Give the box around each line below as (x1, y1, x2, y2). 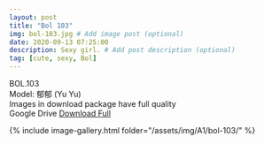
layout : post (9, 12, 58, 22)
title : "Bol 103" (9, 21, 74, 30)
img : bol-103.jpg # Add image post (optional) (9, 29, 184, 38)
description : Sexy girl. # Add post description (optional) (9, 46, 237, 55)
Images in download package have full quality (9, 99, 177, 109)
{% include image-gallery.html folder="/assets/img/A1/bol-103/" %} (9, 125, 256, 135)
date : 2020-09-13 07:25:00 (9, 37, 109, 47)
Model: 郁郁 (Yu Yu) (9, 89, 82, 99)
